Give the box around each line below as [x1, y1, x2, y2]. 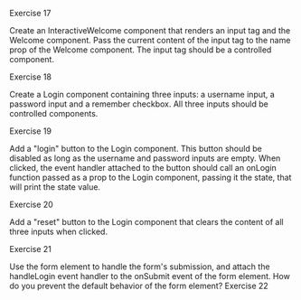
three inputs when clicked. [9, 226, 108, 237]
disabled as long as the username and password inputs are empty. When [9, 153, 281, 164]
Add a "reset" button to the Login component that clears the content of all [9, 217, 284, 227]
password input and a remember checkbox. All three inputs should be [9, 98, 268, 109]
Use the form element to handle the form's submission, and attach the [9, 261, 270, 272]
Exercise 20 [9, 199, 54, 210]
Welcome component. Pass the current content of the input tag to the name [9, 35, 291, 45]
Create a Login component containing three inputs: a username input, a [9, 89, 276, 99]
